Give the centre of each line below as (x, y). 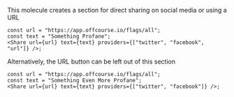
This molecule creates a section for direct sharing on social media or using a (117, 10)
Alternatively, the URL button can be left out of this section (92, 61)
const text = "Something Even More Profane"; (74, 80)
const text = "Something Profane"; (59, 36)
